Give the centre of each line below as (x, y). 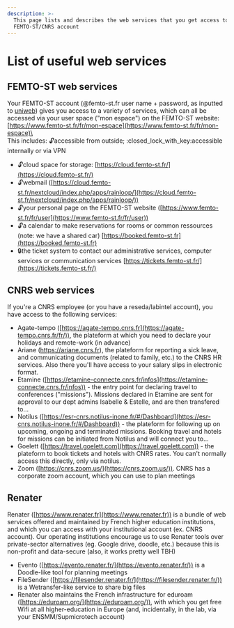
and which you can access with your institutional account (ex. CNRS (105, 529)
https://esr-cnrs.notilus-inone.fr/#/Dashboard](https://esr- (127, 417)
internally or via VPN (37, 151)
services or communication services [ (71, 261)
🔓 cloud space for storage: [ (57, 165)
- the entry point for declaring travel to (142, 387)
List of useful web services (87, 61)
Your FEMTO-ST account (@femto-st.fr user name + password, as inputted (115, 103)
